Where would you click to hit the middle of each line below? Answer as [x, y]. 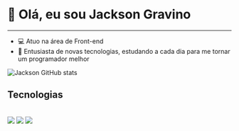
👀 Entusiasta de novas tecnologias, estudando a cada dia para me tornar [124, 51]
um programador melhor [54, 59]
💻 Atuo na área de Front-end [60, 41]
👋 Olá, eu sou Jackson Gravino [99, 15]
